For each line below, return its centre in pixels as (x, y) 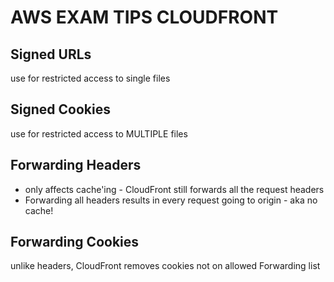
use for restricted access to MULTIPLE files (99, 133)
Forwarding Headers (76, 165)
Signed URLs (51, 54)
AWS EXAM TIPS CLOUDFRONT (144, 17)
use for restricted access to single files (90, 78)
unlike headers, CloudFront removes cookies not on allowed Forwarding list (165, 266)
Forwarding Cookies (75, 242)
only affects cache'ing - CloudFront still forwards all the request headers (174, 189)
